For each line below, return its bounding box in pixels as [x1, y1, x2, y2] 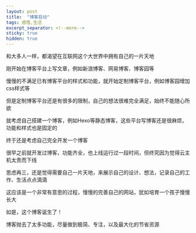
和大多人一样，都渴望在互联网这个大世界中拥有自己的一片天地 [6, 53, 155, 59]
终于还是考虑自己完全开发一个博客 [6, 137, 88, 143]
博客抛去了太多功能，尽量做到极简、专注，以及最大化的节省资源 [6, 221, 159, 228]
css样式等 [6, 85, 30, 91]
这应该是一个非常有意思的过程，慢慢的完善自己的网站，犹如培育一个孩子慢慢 [6, 189, 190, 196]
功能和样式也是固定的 [6, 124, 57, 131]
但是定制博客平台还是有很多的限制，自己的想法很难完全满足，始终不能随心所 [6, 97, 190, 104]
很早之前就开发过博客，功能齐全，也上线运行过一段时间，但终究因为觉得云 [6, 149, 185, 156]
